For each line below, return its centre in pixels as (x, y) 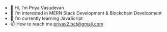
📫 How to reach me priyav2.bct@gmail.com (57, 24)
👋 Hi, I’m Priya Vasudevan (37, 8)
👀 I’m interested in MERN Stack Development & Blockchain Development (86, 13)
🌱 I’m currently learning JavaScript (46, 18)
